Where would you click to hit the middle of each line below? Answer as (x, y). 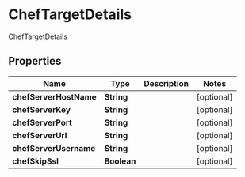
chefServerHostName (54, 96)
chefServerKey (42, 110)
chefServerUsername (54, 148)
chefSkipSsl (36, 161)
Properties (35, 61)
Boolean (120, 161)
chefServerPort (42, 122)
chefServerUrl (40, 135)
